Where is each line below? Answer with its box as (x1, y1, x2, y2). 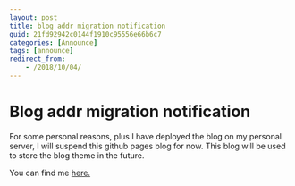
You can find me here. (9, 167, 91, 178)
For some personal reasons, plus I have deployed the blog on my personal (9, 131, 282, 141)
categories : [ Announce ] (9, 38, 98, 47)
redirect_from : (9, 55, 66, 63)
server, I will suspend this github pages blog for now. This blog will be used (9, 140, 286, 151)
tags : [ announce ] (9, 46, 74, 55)
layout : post (9, 13, 58, 22)
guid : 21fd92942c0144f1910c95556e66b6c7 (9, 30, 163, 38)
